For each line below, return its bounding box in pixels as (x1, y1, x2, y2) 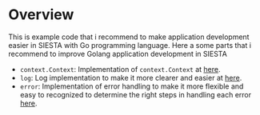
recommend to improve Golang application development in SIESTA (8, 49, 228, 58)
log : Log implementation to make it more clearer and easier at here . (19, 73, 242, 82)
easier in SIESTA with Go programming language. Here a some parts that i (8, 40, 252, 50)
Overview (8, 6, 74, 24)
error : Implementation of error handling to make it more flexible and (19, 81, 244, 91)
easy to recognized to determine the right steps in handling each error (19, 89, 252, 99)
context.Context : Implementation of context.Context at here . (19, 64, 222, 73)
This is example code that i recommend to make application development (8, 32, 250, 42)
